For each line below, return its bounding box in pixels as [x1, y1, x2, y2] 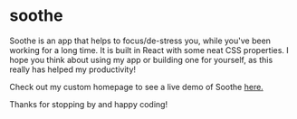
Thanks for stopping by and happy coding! [9, 98, 168, 109]
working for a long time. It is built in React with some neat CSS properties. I [9, 44, 290, 55]
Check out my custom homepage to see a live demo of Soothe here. [9, 81, 264, 92]
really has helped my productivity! [9, 64, 137, 75]
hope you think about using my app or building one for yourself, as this [9, 54, 273, 65]
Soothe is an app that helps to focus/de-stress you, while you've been [9, 35, 272, 46]
